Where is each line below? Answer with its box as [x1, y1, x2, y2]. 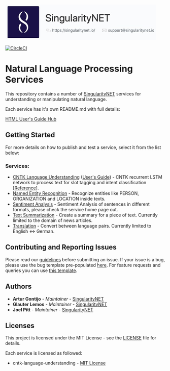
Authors [5, 282, 32, 291]
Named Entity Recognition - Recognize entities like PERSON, [12, 190, 139, 196]
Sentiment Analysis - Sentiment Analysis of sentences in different [12, 201, 150, 207]
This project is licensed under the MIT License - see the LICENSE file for [5, 335, 156, 341]
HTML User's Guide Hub [5, 116, 57, 122]
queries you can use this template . [5, 267, 78, 274]
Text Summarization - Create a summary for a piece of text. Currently [12, 212, 158, 218]
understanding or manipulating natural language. [5, 96, 108, 102]
